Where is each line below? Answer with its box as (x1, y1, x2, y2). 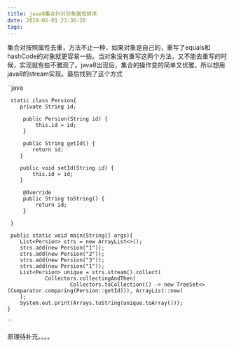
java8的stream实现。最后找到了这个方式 (7, 69, 123, 78)
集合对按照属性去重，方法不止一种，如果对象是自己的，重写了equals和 (7, 43, 211, 52)
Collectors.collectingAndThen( (44, 275, 137, 283)
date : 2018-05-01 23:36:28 (7, 17, 86, 24)
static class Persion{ (10, 97, 77, 104)
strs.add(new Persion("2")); (20, 250, 105, 258)
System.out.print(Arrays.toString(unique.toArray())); (20, 299, 184, 307)
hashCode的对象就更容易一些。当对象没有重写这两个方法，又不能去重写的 (7, 52, 221, 60)
